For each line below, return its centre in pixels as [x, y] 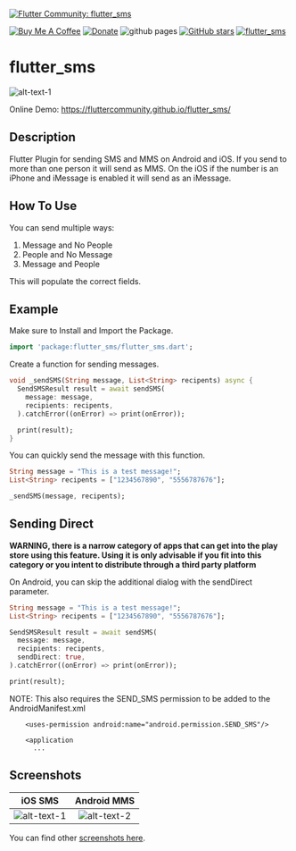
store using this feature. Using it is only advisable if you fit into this [136, 555]
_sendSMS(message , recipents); [67, 496]
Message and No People [67, 245]
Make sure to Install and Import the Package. [91, 331]
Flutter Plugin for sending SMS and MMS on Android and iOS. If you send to [148, 159]
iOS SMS [40, 800]
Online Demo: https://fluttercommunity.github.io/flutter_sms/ [120, 109]
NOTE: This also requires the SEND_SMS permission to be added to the [140, 698]
